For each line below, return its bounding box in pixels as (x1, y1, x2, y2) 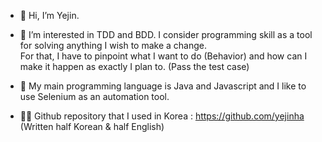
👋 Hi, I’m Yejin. (19, 10, 80, 21)
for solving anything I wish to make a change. (19, 40, 208, 51)
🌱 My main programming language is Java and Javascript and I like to (19, 80, 307, 92)
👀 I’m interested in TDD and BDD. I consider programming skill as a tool (19, 29, 313, 40)
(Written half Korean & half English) (19, 121, 165, 132)
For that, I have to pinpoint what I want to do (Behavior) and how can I (19, 50, 308, 62)
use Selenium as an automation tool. (19, 91, 170, 102)
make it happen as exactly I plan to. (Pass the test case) (19, 61, 250, 72)
